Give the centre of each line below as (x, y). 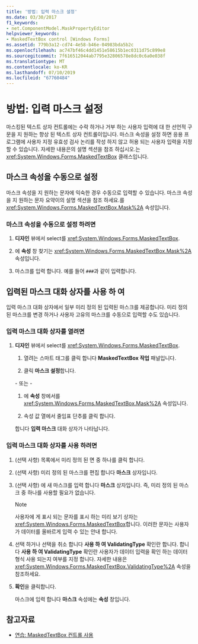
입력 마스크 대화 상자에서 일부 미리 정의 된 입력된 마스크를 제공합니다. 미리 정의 (97, 307)
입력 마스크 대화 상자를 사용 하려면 (52, 445)
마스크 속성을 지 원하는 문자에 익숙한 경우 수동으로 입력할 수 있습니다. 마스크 (94, 192)
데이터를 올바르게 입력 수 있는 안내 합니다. (69, 531)
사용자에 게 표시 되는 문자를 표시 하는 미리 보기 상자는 (76, 516)
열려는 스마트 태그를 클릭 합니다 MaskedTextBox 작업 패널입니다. (100, 358)
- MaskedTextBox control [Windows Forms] (58, 39)
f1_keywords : (22, 23)
